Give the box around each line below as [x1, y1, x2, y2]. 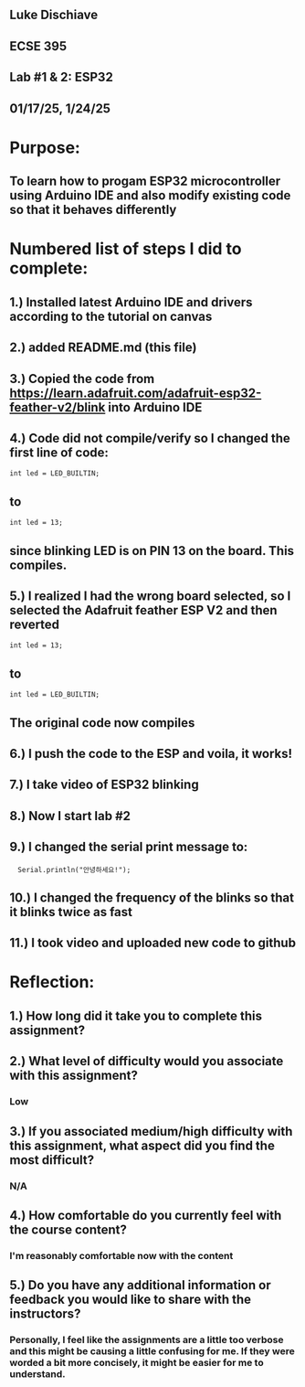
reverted [9, 616, 60, 632]
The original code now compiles [9, 715, 195, 731]
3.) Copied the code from [9, 370, 155, 387]
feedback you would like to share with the [9, 1292, 252, 1307]
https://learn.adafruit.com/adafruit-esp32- [9, 385, 262, 400]
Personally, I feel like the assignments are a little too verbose [9, 1334, 284, 1347]
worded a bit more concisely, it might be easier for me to [9, 1357, 264, 1370]
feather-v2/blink [9, 400, 106, 415]
